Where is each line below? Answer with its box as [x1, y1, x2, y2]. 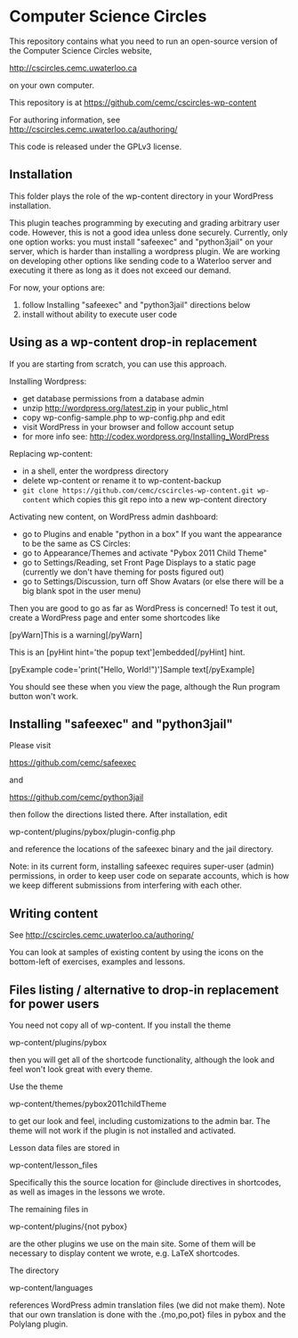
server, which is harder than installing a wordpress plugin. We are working [9, 245, 280, 256]
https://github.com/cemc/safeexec [9, 757, 136, 768]
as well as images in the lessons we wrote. [9, 1186, 165, 1197]
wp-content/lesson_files [9, 1160, 98, 1170]
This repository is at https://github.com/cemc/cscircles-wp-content [9, 96, 257, 108]
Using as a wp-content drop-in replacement [9, 334, 258, 350]
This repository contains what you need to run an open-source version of [9, 36, 278, 46]
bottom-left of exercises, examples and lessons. [9, 956, 186, 967]
